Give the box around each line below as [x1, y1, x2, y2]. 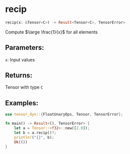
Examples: [5, 99, 39, 107]
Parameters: [5, 43, 44, 52]
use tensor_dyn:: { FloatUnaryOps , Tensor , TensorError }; [5, 112, 123, 117]
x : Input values [5, 56, 35, 63]
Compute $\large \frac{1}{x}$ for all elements [5, 29, 98, 35]
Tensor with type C [5, 84, 43, 90]
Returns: [5, 71, 33, 80]
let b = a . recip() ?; [14, 130, 57, 135]
